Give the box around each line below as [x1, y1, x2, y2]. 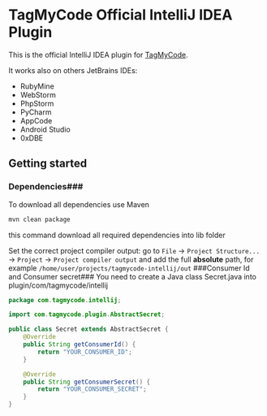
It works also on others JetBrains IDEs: [8, 65, 138, 75]
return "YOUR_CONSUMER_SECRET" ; [37, 385, 148, 393]
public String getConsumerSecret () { [23, 378, 151, 386]
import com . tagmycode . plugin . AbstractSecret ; [8, 310, 165, 318]
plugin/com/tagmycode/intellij [8, 280, 108, 290]
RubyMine [19, 81, 54, 91]
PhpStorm [19, 98, 54, 108]
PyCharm [19, 107, 52, 117]
